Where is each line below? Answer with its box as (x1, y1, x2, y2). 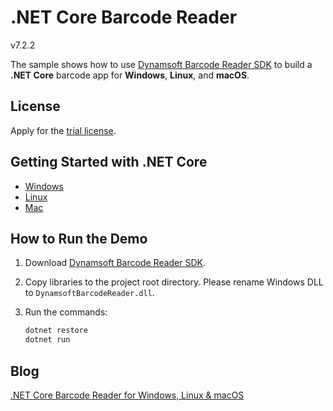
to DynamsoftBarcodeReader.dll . (24, 287, 155, 299)
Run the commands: (24, 306, 108, 318)
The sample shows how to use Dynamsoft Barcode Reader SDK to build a (10, 58, 313, 70)
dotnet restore (24, 326, 89, 336)
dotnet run (24, 335, 71, 345)
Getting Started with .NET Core (10, 154, 208, 171)
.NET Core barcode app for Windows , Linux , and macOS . (10, 69, 250, 81)
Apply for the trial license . (10, 124, 117, 136)
